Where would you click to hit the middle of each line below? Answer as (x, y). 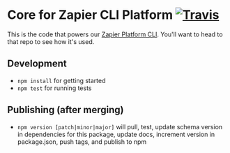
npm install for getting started (61, 80)
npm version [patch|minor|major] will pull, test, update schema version (120, 126)
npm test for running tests (54, 88)
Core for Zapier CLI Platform (90, 15)
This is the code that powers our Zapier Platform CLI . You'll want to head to (115, 34)
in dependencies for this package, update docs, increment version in (116, 134)
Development (37, 64)
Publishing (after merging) (66, 110)
